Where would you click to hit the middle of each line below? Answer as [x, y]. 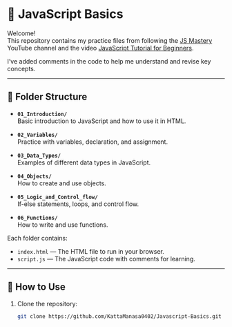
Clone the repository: [47, 303]
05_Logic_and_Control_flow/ [57, 197]
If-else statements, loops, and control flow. [78, 204]
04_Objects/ [34, 176]
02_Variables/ [37, 135]
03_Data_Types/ [39, 156]
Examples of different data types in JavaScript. [84, 162]
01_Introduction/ [42, 114]
